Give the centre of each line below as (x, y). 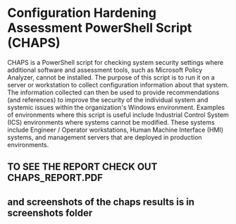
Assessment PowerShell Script (100, 28)
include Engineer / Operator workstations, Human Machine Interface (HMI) (116, 130)
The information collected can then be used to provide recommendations (113, 92)
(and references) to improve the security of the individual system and (108, 99)
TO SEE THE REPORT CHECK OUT (82, 167)
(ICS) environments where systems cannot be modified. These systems (111, 122)
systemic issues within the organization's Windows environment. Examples (116, 107)
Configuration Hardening (82, 13)
